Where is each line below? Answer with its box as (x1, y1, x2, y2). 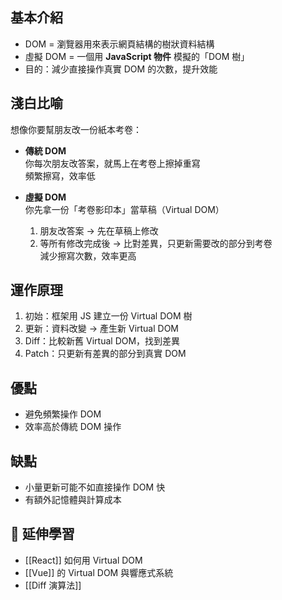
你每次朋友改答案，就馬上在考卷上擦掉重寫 (24, 157, 201, 169)
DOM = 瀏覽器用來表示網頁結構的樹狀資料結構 (24, 38, 215, 50)
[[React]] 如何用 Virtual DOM (24, 554, 143, 566)
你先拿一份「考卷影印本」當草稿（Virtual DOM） (24, 203, 225, 215)
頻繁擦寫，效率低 (24, 169, 96, 182)
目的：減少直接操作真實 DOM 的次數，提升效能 (24, 63, 218, 75)
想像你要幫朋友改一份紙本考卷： (10, 123, 142, 135)
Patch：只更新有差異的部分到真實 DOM (24, 348, 187, 360)
